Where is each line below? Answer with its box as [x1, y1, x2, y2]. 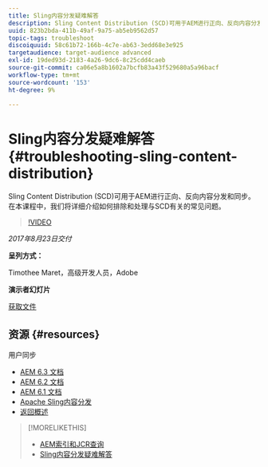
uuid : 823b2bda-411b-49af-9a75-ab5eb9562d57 [8, 26, 159, 34]
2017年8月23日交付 [8, 234, 72, 243]
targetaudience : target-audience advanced [8, 49, 152, 57]
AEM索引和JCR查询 [39, 440, 104, 449]
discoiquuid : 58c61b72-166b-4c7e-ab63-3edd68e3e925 [8, 42, 183, 49]
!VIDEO [27, 217, 52, 228]
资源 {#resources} [8, 327, 100, 341]
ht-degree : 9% [8, 85, 56, 94]
